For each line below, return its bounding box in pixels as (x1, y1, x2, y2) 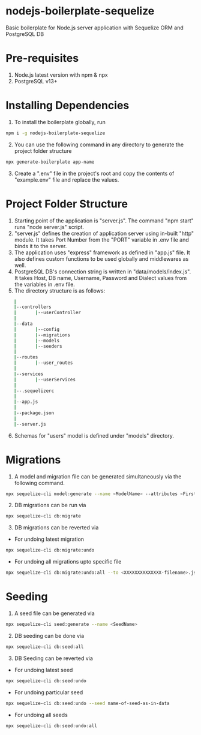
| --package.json (13, 410, 55, 416)
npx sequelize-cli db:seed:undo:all (5, 722, 97, 729)
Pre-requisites (5, 52, 79, 65)
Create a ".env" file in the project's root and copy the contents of (14, 170, 175, 177)
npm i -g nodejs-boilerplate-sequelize (5, 130, 106, 136)
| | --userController (13, 310, 82, 316)
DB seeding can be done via (14, 632, 85, 639)
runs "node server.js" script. (14, 223, 85, 230)
